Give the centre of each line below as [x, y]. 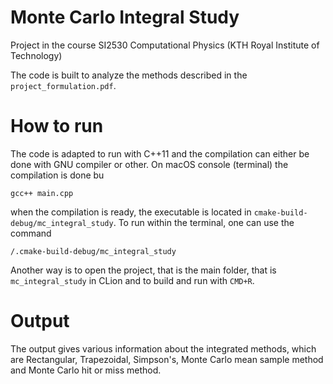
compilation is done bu [57, 175]
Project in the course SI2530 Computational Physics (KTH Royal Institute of [165, 45]
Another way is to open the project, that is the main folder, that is [143, 270]
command [31, 233]
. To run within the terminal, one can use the [204, 222]
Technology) [36, 55]
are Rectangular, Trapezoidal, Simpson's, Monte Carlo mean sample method [167, 359]
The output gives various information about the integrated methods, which [163, 348]
